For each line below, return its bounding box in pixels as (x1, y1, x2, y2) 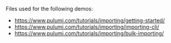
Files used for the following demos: (5, 5, 93, 12)
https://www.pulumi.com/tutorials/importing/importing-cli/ (14, 24, 160, 30)
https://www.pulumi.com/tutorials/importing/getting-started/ (14, 17, 165, 24)
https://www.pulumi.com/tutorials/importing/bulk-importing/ (14, 30, 164, 37)
